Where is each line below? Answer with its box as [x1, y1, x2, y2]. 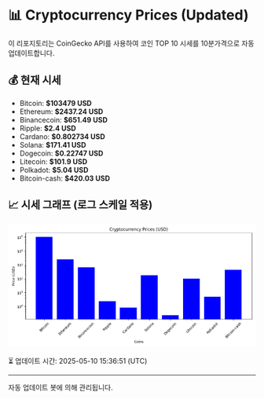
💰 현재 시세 [8, 74, 61, 87]
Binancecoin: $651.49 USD [19, 115, 108, 124]
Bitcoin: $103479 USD [19, 98, 92, 108]
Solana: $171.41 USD [19, 140, 86, 149]
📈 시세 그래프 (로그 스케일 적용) [8, 198, 153, 212]
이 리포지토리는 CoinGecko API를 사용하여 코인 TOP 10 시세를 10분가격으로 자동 [8, 38, 255, 48]
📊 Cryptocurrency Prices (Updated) [8, 6, 249, 24]
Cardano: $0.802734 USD [19, 131, 106, 141]
